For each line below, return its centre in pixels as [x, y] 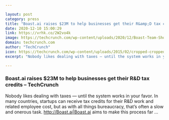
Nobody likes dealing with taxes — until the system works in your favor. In [82, 96]
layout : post [19, 14]
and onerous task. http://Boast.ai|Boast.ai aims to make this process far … [82, 112]
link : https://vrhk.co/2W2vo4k [38, 33]
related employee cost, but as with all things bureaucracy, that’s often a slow [84, 106]
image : [12, 38]
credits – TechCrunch [32, 85]
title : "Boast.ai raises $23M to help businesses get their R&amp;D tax [83, 24]
